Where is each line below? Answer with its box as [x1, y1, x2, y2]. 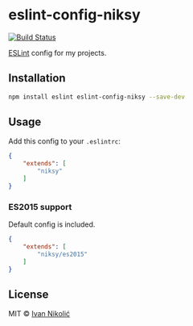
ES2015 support [8, 201, 72, 212]
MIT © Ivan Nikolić [8, 309, 71, 319]
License [8, 287, 49, 301]
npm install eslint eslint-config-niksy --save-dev [8, 93, 185, 101]
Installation [8, 71, 66, 86]
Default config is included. [8, 219, 96, 229]
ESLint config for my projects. [8, 48, 107, 57]
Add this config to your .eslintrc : [8, 136, 121, 146]
